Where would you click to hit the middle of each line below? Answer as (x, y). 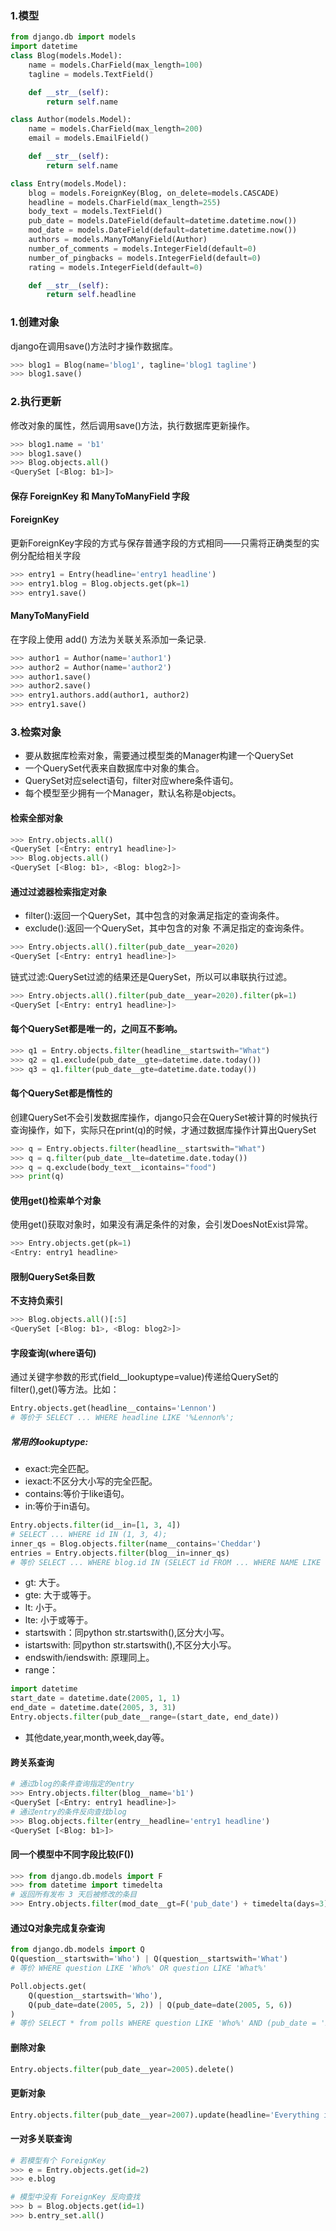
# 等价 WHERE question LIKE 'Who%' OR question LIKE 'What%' (139, 1968)
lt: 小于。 (43, 1608)
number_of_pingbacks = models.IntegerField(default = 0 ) (145, 258)
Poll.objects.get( (48, 1986)
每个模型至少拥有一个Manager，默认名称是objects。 (133, 793)
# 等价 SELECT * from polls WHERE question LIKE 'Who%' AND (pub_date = (163, 2023)
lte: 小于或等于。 (58, 1620)
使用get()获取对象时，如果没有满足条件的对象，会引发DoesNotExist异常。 (162, 1224)
